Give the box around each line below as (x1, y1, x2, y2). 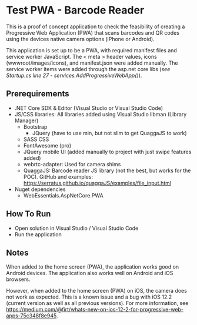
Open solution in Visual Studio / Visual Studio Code (14, 225, 139, 232)
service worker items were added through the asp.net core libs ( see (6, 65, 171, 72)
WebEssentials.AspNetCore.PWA (23, 192, 104, 199)
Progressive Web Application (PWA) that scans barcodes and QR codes (6, 29, 179, 36)
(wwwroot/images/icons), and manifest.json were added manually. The (6, 59, 178, 66)
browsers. (6, 276, 31, 283)
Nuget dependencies (14, 186, 66, 193)
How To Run (6, 209, 51, 219)
